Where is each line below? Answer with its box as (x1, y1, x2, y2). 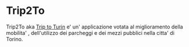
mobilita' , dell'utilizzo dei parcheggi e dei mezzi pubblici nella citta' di (6, 29, 174, 36)
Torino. (6, 35, 23, 42)
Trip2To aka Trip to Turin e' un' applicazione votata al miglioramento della (6, 23, 183, 30)
